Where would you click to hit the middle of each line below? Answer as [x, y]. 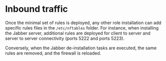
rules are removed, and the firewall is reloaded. [53, 53]
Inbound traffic [37, 9]
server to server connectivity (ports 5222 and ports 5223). [65, 38]
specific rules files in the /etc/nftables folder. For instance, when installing [82, 28]
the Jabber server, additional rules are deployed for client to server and [78, 33]
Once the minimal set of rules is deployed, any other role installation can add [83, 23]
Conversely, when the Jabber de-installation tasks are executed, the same [81, 48]
